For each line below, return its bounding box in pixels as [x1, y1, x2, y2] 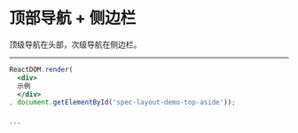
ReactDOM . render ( [9, 65, 74, 74]
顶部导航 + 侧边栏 [9, 8, 137, 28]
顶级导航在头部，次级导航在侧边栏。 [9, 39, 142, 50]
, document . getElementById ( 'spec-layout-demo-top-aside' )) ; [9, 98, 237, 107]
